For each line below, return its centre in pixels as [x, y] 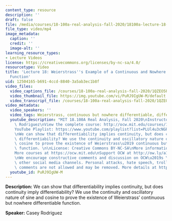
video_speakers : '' [31, 110]
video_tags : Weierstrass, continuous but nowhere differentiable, [82, 115]
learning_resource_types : [33, 53]
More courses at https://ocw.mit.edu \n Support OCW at [73, 153]
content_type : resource [31, 10]
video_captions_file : [33, 91]
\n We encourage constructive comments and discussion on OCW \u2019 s [89, 158]
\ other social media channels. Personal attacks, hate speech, [84, 163]
